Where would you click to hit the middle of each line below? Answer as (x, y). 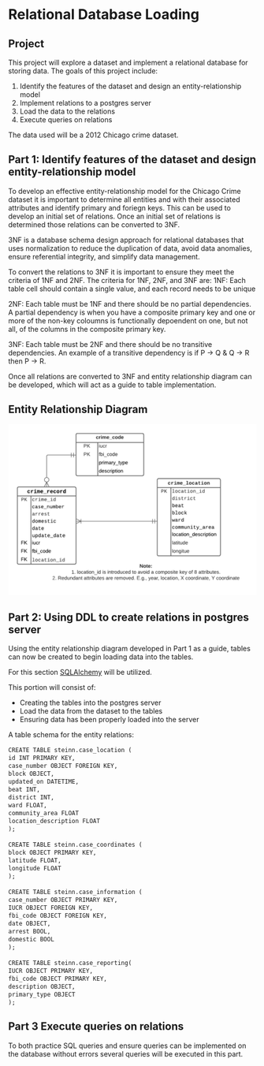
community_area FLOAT (44, 813)
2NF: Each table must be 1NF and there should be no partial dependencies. (130, 304)
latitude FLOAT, (35, 860)
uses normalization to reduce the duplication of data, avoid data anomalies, (130, 248)
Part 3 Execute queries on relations (96, 1027)
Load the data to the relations (67, 111)
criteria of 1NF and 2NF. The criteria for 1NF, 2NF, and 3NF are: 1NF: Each (127, 280)
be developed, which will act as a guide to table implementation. (112, 385)
